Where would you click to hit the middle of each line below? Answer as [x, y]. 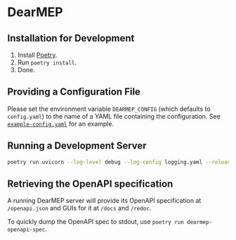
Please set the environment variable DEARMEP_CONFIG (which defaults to [109, 109]
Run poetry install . [47, 62]
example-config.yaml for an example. [61, 124]
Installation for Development [71, 38]
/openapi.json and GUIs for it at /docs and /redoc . [79, 208]
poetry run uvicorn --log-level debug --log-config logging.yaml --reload [119, 162]
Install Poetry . [37, 55]
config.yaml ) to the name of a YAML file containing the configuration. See [114, 116]
